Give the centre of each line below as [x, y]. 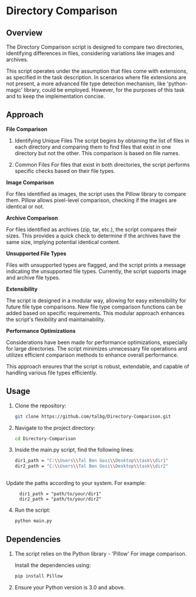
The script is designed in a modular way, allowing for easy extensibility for [96, 300]
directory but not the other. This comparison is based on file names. [97, 153]
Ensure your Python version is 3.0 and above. [70, 587]
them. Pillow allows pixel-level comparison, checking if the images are [92, 200]
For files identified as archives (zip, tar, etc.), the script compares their [92, 229]
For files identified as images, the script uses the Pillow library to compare [96, 194]
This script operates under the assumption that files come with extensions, [97, 71]
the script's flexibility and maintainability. [56, 319]
